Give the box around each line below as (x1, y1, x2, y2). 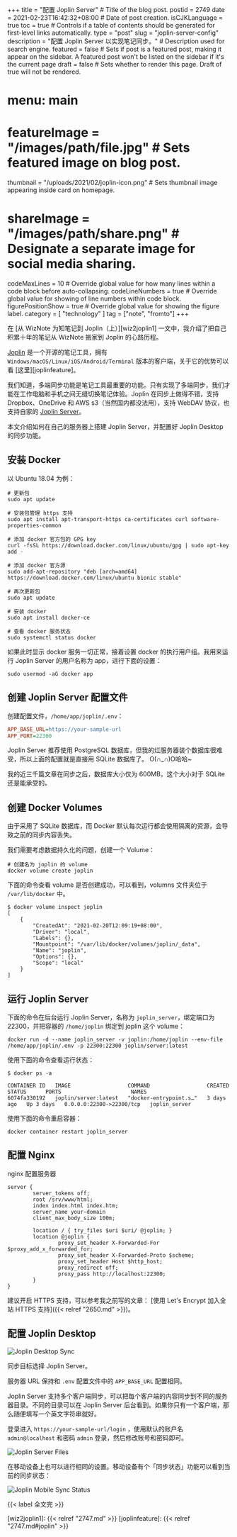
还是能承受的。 (7, 778, 51, 788)
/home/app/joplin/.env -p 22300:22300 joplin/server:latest (7, 1042, 189, 1050)
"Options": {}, (33, 954, 78, 961)
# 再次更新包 (7, 588, 40, 595)
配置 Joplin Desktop (7, 1328, 97, 1340)
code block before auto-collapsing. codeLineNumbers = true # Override (7, 287, 217, 296)
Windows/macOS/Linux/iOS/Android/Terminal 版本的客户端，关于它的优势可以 (7, 357, 229, 366)
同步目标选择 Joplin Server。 (7, 1361, 92, 1370)
